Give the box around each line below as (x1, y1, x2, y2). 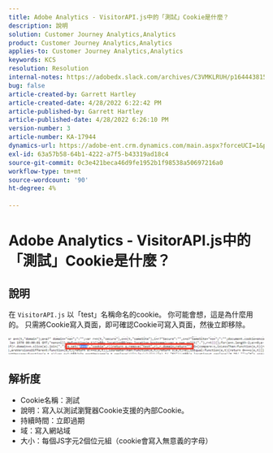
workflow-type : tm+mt (8, 167, 82, 175)
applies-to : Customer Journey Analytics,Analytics (8, 47, 184, 56)
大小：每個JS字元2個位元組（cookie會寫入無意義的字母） (19, 435, 213, 446)
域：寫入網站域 (19, 425, 71, 435)
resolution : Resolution (8, 65, 89, 73)
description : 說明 (8, 21, 68, 30)
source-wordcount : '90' (8, 175, 89, 184)
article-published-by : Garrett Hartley (8, 107, 144, 115)
